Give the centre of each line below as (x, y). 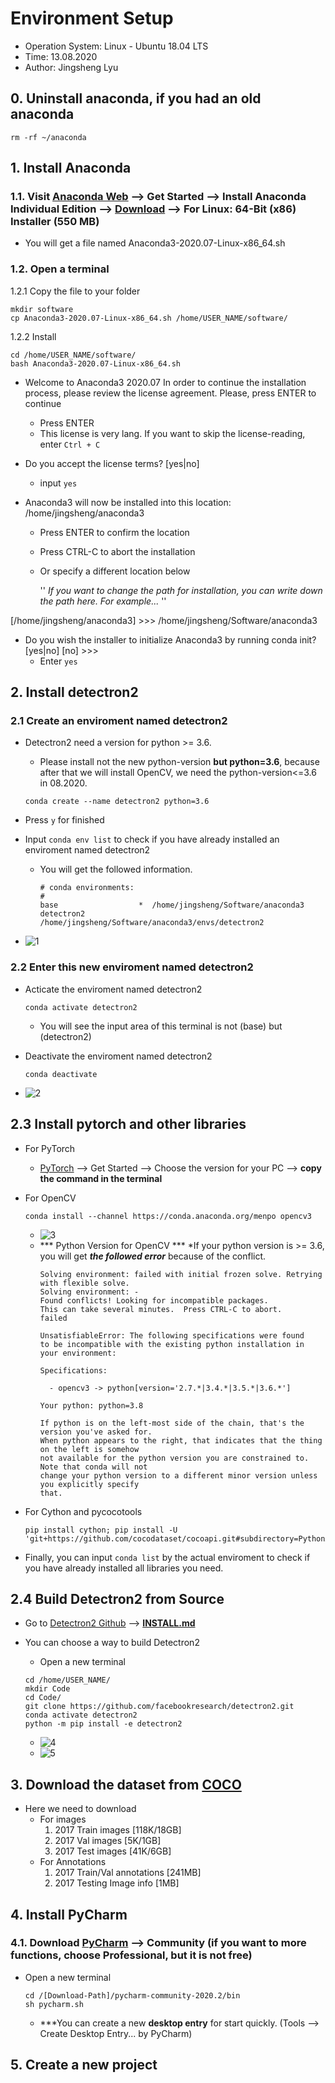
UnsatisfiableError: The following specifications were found (172, 1335)
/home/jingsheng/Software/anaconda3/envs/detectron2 (152, 923)
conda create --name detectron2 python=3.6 (117, 802)
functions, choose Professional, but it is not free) (131, 1955)
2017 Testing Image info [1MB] (117, 1883)
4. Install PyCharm (69, 1914)
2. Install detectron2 (74, 692)
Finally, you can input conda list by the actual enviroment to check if (167, 1557)
